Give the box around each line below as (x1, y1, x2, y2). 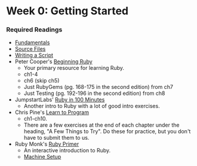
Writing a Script (14, 52, 54, 59)
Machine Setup (23, 153, 61, 161)
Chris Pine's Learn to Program (14, 109, 90, 116)
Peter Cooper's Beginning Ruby (14, 58, 93, 65)
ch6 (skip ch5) (23, 77, 60, 84)
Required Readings (6, 26, 63, 34)
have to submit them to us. (23, 134, 90, 142)
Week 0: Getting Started (6, 4, 129, 18)
